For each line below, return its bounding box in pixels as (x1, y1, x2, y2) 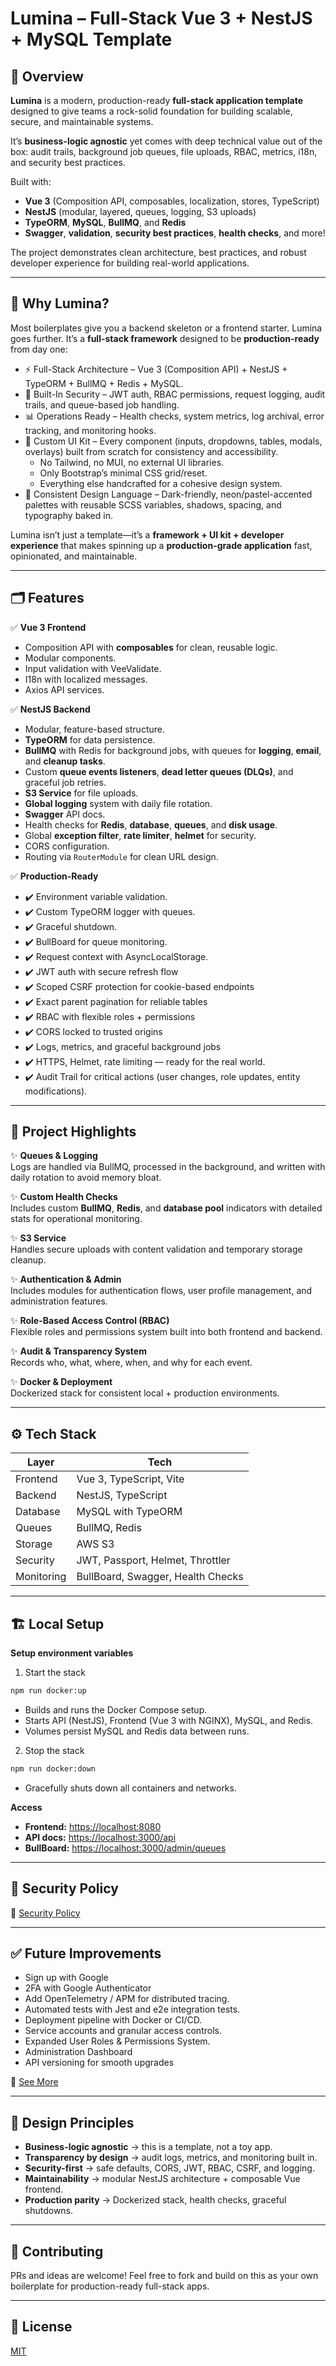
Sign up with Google (24, 1972, 109, 1984)
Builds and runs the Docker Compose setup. (24, 1703, 208, 1716)
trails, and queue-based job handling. (24, 398, 180, 411)
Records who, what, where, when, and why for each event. (10, 1357, 253, 1369)
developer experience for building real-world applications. (10, 257, 250, 269)
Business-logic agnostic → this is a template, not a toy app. (24, 2141, 273, 2153)
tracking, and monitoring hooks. (24, 424, 157, 436)
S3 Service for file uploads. (24, 787, 139, 799)
